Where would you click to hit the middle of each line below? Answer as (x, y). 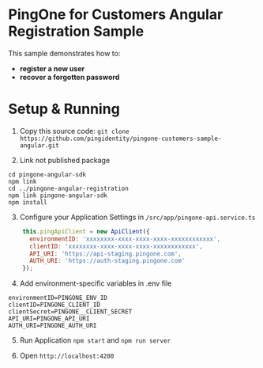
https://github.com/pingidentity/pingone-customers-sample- (120, 138)
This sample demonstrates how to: (64, 53)
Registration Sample (76, 31)
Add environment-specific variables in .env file (96, 283)
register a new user (52, 68)
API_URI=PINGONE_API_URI (49, 319)
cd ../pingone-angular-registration (68, 188)
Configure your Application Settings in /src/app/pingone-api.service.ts (137, 217)
